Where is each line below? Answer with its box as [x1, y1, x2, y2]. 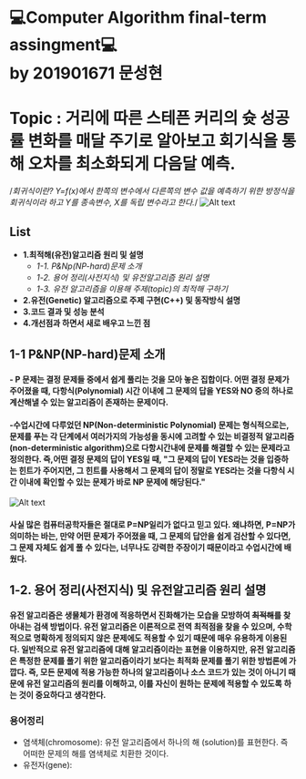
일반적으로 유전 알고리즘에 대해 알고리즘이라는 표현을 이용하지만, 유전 [21, 643, 265, 654]
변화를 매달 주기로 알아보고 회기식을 [27, 131, 279, 151]
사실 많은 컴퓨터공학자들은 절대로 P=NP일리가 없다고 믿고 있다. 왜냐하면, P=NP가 [9, 518, 296, 529]
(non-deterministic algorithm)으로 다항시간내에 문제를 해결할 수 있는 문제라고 [9, 442, 291, 453]
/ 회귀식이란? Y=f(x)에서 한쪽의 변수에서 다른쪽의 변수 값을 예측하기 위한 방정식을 [9, 186, 295, 197]
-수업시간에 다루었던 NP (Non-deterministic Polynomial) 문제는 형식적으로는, [9, 419, 290, 430]
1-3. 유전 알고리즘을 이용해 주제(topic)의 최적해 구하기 [36, 283, 229, 294]
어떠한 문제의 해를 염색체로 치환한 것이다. [22, 748, 169, 759]
